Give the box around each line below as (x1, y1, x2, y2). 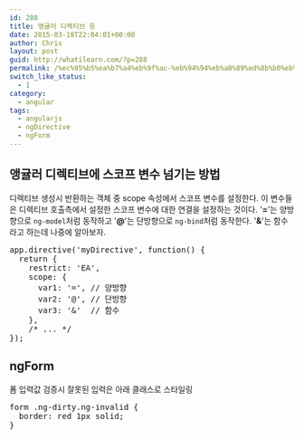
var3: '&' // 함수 (37, 305, 120, 315)
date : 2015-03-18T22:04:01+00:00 (9, 30, 136, 39)
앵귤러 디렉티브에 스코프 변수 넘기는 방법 (9, 167, 221, 182)
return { (18, 253, 58, 263)
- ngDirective (17, 123, 71, 132)
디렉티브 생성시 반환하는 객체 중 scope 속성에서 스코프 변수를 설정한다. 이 (9, 192, 269, 204)
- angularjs (17, 114, 63, 123)
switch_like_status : (9, 72, 88, 81)
